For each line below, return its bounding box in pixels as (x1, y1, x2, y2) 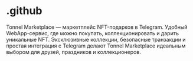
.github (6, 4, 42, 18)
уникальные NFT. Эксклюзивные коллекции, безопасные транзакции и (6, 36, 186, 43)
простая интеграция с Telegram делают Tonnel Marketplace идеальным (6, 42, 186, 49)
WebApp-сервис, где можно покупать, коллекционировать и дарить (6, 29, 179, 36)
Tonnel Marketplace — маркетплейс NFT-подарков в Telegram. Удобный (6, 23, 188, 30)
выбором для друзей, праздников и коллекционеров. (6, 48, 142, 55)
